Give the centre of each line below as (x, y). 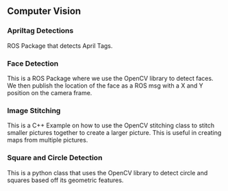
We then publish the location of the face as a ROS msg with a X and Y (105, 86)
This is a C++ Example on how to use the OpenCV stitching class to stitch (111, 125)
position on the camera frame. (50, 92)
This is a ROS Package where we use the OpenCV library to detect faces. (110, 78)
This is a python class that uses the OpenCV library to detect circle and (107, 173)
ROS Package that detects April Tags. (60, 46)
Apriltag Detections (40, 31)
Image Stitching (34, 110)
